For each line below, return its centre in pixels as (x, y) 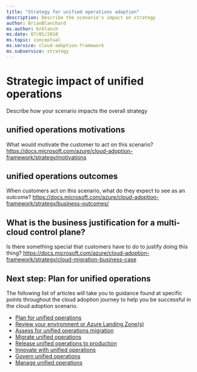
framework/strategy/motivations (46, 157)
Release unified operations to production (66, 343)
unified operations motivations (66, 130)
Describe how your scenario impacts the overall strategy (77, 111)
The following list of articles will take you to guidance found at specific (94, 293)
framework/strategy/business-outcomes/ (58, 204)
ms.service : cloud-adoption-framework (55, 46)
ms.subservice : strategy (38, 51)
